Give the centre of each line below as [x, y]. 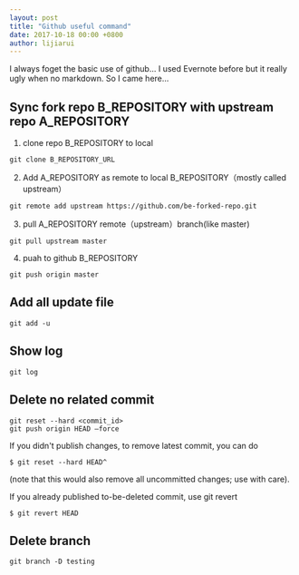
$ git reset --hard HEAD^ [58, 462]
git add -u [30, 323]
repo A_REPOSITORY [70, 121]
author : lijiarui [42, 43]
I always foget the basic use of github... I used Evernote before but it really [149, 69]
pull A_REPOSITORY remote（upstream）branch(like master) [136, 224]
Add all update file [62, 302]
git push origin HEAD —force [64, 429]
